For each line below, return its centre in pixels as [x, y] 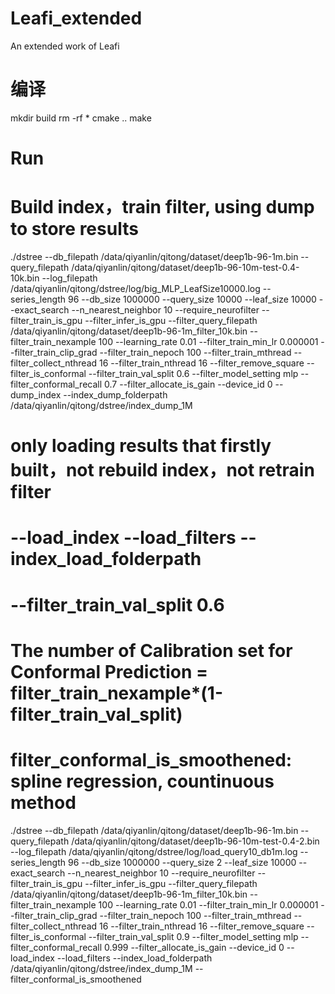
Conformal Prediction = [109, 671]
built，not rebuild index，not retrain [162, 470]
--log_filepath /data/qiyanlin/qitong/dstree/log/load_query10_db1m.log [154, 851]
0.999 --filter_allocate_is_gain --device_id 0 [194, 947]
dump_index [36, 395]
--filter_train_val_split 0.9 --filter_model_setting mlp [193, 936]
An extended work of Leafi [65, 46]
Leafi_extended [76, 18]
